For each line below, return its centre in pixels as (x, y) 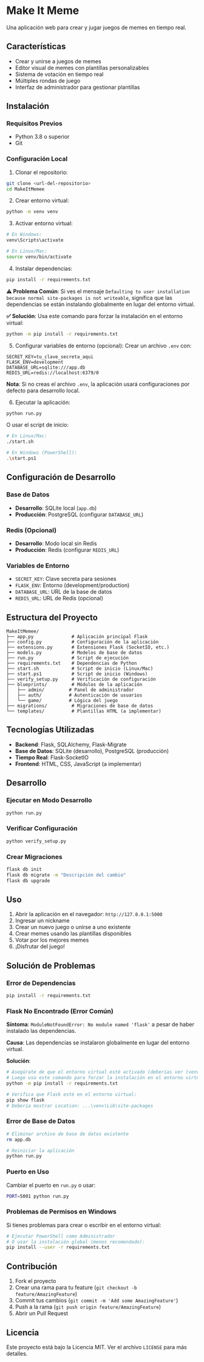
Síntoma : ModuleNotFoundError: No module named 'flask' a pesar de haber (100, 1024)
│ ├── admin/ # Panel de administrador (70, 690)
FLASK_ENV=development (35, 362)
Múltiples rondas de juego (48, 80)
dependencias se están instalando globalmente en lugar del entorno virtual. (101, 304)
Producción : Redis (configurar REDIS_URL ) (67, 550)
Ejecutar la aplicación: (43, 402)
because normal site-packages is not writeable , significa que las (90, 297)
